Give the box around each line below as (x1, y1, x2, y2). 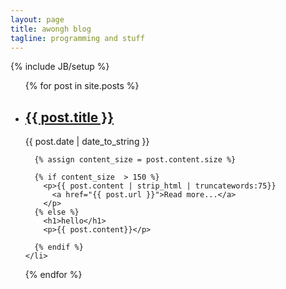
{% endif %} (34, 242, 84, 253)
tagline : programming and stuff (10, 33, 145, 43)
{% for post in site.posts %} (24, 80, 140, 92)
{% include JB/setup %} (10, 61, 110, 73)
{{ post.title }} (24, 109, 115, 126)
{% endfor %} (24, 269, 83, 281)
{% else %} (34, 207, 80, 218)
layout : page (10, 14, 65, 25)
